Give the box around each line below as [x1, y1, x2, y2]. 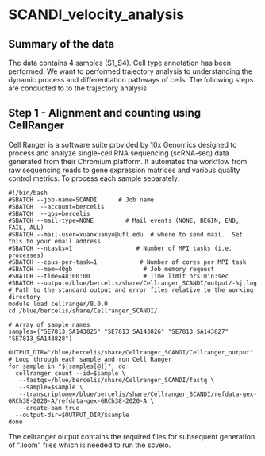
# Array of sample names [8, 320, 90, 328]
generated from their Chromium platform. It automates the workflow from [8, 156, 248, 166]
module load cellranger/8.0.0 [8, 300, 109, 308]
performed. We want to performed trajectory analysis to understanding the [8, 67, 252, 76]
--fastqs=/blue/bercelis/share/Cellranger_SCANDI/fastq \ [18, 376, 215, 384]
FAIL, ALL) [8, 224, 44, 232]
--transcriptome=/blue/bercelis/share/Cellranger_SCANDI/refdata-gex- [18, 390, 258, 398]
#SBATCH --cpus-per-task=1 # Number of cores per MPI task [8, 258, 247, 266]
